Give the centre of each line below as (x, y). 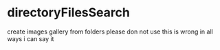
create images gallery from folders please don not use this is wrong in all (110, 32)
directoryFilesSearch (69, 13)
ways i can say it (31, 38)
